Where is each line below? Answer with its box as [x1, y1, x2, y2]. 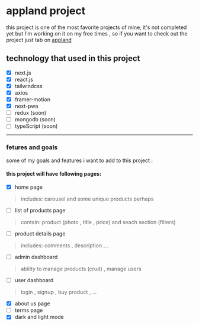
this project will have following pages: [6, 170, 102, 177]
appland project [6, 4, 86, 18]
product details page [14, 230, 66, 237]
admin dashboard [14, 253, 58, 260]
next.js [14, 69, 31, 76]
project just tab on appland [6, 36, 72, 43]
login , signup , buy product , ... [20, 289, 97, 296]
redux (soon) [14, 109, 47, 117]
